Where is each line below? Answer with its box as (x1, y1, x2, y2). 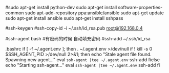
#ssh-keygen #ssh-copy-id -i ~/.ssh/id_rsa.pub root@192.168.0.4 (5, 25, 143, 31)
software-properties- (118, 5, 163, 10)
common (5, 10, 24, 16)
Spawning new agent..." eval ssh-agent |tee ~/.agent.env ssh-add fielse (5, 57, 160, 63)
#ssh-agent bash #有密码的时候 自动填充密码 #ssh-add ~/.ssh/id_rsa (5, 36, 151, 41)
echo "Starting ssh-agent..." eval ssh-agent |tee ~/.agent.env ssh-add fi (5, 62, 160, 68)
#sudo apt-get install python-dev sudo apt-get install (5, 5, 117, 10)
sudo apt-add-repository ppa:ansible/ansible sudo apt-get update (25, 10, 164, 16)
